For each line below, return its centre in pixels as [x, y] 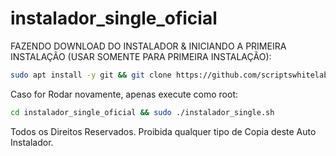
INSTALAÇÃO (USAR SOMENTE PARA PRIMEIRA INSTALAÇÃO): [141, 56]
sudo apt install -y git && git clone [91, 75]
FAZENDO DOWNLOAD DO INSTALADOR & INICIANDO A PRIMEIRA [148, 46]
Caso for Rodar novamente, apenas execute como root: [124, 94]
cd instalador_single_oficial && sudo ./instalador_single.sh [142, 112]
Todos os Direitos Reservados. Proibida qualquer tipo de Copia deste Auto [163, 131]
